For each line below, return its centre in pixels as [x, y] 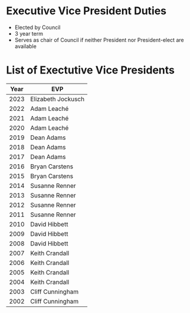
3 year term [29, 33]
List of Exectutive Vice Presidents [91, 70]
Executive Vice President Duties [86, 11]
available [25, 46]
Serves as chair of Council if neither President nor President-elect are [99, 40]
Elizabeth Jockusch [57, 99]
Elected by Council [37, 27]
